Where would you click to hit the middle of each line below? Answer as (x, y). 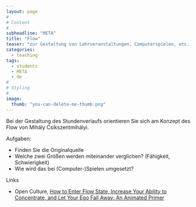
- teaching (25, 55)
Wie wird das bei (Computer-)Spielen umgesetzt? (74, 168)
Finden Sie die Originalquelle (49, 150)
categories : (20, 50)
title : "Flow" (23, 39)
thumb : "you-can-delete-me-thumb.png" (59, 104)
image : (14, 99)
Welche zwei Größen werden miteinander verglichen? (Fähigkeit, (92, 156)
